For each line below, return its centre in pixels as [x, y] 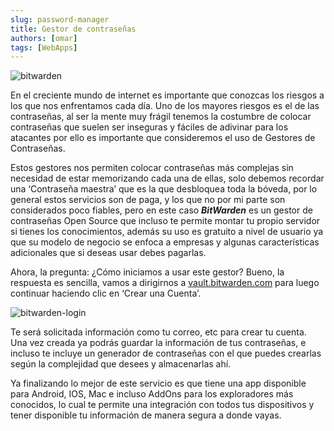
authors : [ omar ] [44, 38]
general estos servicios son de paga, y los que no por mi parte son [148, 200]
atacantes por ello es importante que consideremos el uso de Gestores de [163, 138]
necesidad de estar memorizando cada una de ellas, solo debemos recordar [167, 178]
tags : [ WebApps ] [44, 47]
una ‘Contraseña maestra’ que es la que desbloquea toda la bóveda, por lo [164, 189]
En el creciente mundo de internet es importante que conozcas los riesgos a [167, 95]
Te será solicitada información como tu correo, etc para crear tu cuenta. [158, 332]
